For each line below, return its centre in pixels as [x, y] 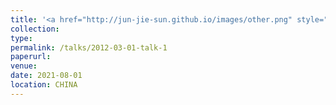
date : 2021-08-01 [46, 76]
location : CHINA [44, 85]
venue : [24, 66]
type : [21, 38]
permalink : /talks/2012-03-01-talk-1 [89, 47]
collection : [35, 29]
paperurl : [31, 57]
